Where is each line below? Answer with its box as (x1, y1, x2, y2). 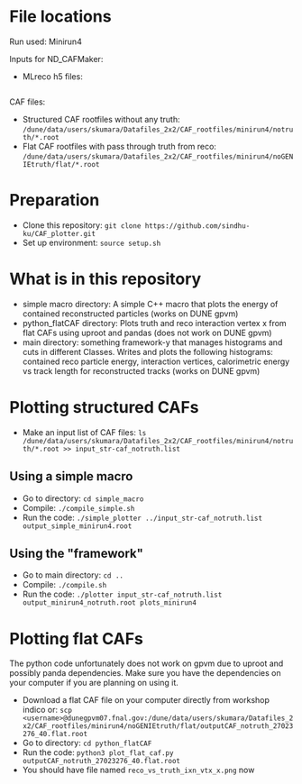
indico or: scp (22, 705, 72, 716)
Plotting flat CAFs (9, 628, 144, 649)
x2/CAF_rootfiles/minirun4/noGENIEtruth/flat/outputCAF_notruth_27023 (22, 722, 294, 731)
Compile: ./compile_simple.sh (22, 502, 135, 513)
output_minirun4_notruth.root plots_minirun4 (22, 598, 197, 607)
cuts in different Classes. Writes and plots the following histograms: (22, 346, 273, 357)
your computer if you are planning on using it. (9, 678, 178, 688)
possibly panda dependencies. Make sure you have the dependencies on (9, 668, 281, 679)
